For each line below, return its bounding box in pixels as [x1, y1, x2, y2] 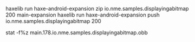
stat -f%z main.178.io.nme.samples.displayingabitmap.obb [5, 29, 148, 36]
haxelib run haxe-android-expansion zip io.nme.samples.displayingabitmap [5, 5, 189, 12]
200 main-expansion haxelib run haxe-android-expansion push [5, 11, 160, 18]
